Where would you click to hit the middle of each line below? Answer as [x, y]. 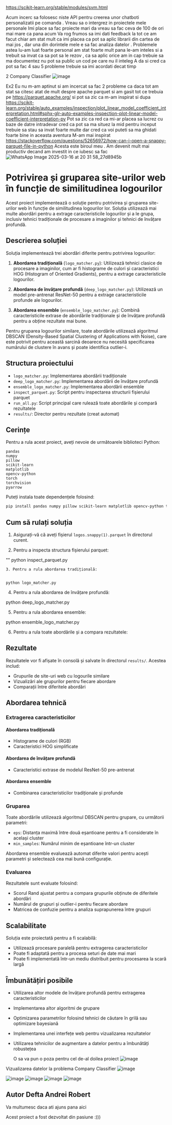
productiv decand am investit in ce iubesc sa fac [57, 151]
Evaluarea [18, 872]
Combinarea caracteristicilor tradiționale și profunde [68, 793]
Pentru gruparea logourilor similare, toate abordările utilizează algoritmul [82, 331]
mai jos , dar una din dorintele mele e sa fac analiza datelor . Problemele [81, 45]
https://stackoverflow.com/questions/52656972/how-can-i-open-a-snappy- [86, 141]
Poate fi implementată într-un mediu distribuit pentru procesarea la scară [90, 959]
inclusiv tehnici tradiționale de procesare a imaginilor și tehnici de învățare [83, 219]
